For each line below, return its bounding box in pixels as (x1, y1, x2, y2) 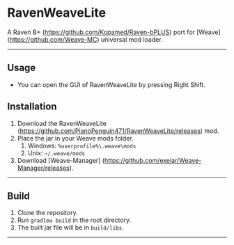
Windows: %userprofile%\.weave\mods (27, 141, 136, 150)
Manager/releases (17, 164, 70, 172)
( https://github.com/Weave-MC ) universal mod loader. (7, 35, 163, 43)
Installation (7, 101, 57, 113)
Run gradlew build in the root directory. (17, 216, 131, 224)
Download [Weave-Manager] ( (17, 156, 105, 164)
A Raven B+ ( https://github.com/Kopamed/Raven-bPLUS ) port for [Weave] (7, 28, 221, 36)
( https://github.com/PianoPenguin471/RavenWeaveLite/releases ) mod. (17, 127, 219, 135)
